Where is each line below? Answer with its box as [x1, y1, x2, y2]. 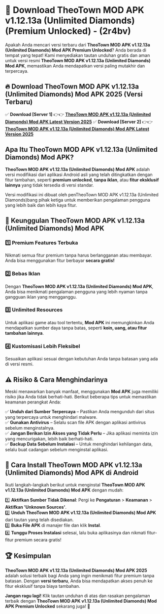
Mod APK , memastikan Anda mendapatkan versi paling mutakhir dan [5, 63, 145, 69]
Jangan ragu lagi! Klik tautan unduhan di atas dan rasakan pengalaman [5, 593, 150, 599]
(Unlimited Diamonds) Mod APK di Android [5, 469, 139, 477]
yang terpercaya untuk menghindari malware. [5, 414, 98, 420]
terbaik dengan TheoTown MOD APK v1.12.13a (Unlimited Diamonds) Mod [5, 598, 157, 604]
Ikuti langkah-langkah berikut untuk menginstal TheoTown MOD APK [5, 482, 145, 487]
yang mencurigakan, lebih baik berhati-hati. [5, 436, 94, 441]
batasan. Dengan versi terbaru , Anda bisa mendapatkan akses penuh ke [5, 578, 153, 584]
